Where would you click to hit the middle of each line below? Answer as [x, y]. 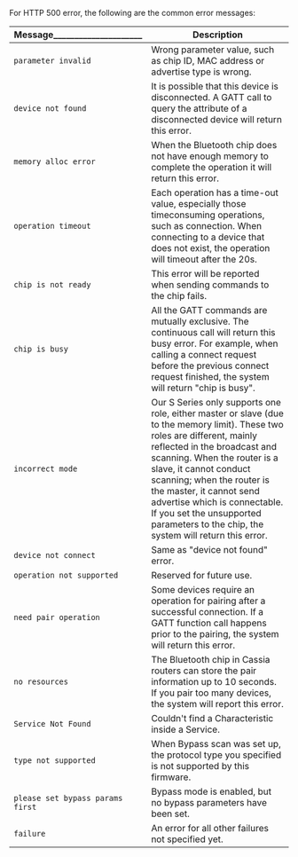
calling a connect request [204, 354]
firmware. [171, 777]
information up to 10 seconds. [214, 682]
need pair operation [57, 617]
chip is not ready [52, 284]
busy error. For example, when [214, 343]
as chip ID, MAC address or [208, 61]
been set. [170, 814]
